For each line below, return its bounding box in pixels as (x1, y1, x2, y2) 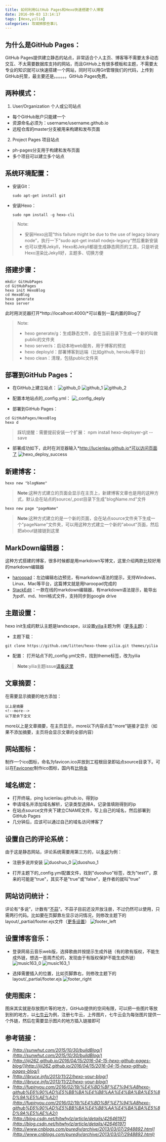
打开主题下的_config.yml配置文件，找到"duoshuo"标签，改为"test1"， (12, 870, 154, 876)
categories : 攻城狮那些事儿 (5, 21, 58, 26)
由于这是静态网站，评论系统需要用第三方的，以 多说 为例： (5, 849, 122, 854)
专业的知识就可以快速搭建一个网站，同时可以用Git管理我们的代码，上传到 (5, 67, 154, 73)
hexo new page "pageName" (5, 506, 58, 511)
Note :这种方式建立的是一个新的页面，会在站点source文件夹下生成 (17, 515, 151, 521)
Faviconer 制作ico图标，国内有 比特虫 (14, 765, 88, 771)
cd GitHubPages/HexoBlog (5, 416, 56, 421)
